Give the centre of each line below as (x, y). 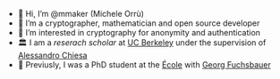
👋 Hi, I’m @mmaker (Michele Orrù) (81, 14)
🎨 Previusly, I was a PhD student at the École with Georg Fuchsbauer (144, 65)
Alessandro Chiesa (52, 55)
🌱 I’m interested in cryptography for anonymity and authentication (139, 32)
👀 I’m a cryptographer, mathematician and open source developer (139, 23)
